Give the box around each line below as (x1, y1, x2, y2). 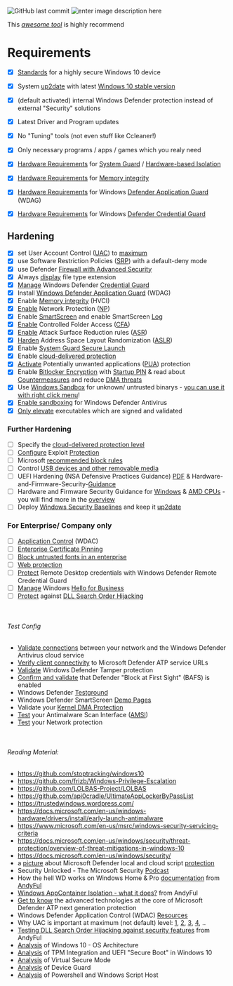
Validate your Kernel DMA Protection (17, 703, 124, 712)
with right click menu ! (17, 391, 81, 399)
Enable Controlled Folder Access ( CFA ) (17, 320, 131, 328)
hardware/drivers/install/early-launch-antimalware (17, 814, 164, 822)
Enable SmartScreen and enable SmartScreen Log (17, 312, 163, 321)
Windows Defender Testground (17, 688, 109, 697)
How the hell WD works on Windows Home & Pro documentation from (17, 874, 220, 882)
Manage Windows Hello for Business (17, 583, 124, 592)
